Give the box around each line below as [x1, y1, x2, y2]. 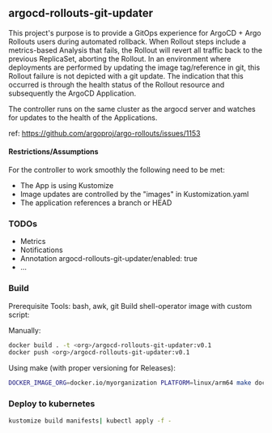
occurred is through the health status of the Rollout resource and [8, 79, 225, 89]
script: [8, 310, 30, 319]
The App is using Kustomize [19, 181, 114, 191]
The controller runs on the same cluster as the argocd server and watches [8, 104, 257, 114]
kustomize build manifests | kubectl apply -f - [8, 417, 172, 425]
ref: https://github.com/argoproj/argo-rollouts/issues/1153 [8, 128, 201, 138]
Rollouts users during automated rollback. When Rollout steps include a [8, 36, 247, 46]
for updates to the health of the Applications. [8, 113, 158, 122]
